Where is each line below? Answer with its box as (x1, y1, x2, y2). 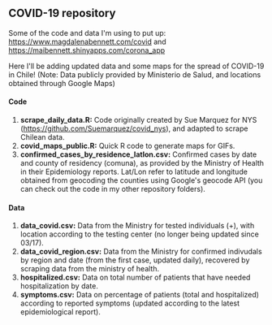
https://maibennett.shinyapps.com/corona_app (8, 45, 166, 55)
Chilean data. (19, 132, 65, 142)
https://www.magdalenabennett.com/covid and (8, 37, 166, 46)
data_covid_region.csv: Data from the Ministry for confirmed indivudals (19, 247, 262, 257)
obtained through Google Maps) (8, 78, 116, 88)
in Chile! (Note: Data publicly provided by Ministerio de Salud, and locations (8, 69, 261, 80)
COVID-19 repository (8, 6, 116, 20)
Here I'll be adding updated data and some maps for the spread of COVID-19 (8, 61, 265, 71)
